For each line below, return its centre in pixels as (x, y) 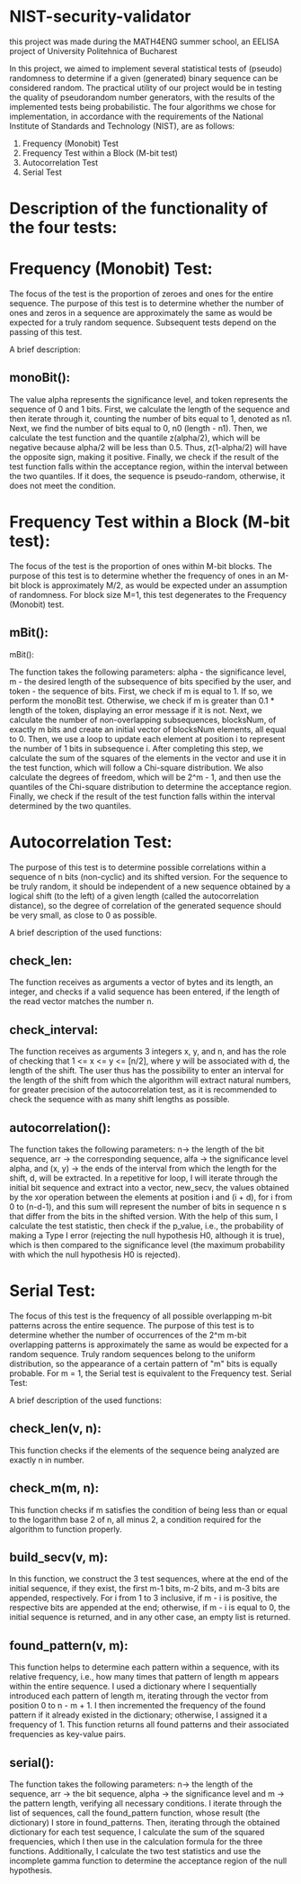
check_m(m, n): (54, 1488)
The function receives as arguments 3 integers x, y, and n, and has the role (148, 1052)
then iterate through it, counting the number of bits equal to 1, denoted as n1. (150, 418)
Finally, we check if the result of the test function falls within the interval (142, 796)
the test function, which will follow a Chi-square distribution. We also (136, 767)
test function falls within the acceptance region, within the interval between (149, 466)
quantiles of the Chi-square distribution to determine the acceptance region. (150, 786)
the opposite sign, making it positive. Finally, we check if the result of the (144, 457)
